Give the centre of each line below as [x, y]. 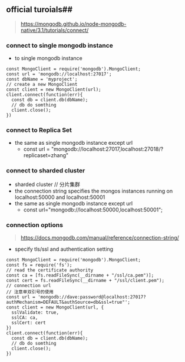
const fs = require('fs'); [39, 265]
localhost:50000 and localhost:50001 [60, 197]
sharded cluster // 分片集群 [47, 184]
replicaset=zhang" [46, 155]
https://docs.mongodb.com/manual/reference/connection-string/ [100, 238]
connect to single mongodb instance [60, 45]
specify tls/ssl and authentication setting [64, 249]
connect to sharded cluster [46, 171]
